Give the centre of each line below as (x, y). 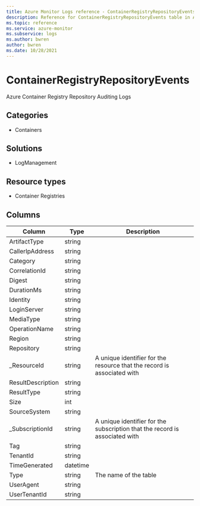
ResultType (25, 392)
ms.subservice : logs (32, 34)
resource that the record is (132, 365)
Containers (28, 129)
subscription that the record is (137, 428)
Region (19, 338)
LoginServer (26, 309)
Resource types (36, 182)
